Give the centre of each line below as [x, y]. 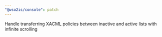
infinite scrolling [21, 29]
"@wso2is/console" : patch [31, 10]
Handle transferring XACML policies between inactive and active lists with [81, 24]
